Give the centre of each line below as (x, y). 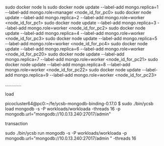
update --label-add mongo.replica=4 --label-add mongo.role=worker (75, 33)
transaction (16, 123)
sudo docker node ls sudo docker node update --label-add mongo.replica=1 (82, 7)
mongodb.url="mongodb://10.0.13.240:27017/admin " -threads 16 (70, 138)
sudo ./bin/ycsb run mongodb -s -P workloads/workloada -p (66, 133)
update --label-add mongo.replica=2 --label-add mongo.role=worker (75, 17)
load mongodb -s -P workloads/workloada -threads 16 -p (63, 109)
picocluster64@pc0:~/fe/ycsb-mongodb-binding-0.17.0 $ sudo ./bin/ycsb (79, 103)
